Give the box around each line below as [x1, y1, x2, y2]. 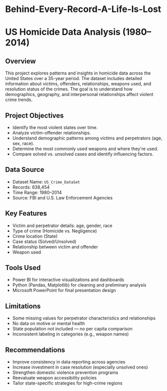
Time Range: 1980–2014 [12, 189, 62, 195]
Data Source [5, 165, 44, 174]
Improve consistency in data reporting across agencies [12, 359, 126, 365]
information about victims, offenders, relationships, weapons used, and [5, 81, 152, 87]
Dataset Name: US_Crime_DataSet [12, 178, 80, 184]
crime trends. [5, 96, 33, 103]
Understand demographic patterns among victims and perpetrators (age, [12, 135, 163, 141]
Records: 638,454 [12, 184, 50, 190]
